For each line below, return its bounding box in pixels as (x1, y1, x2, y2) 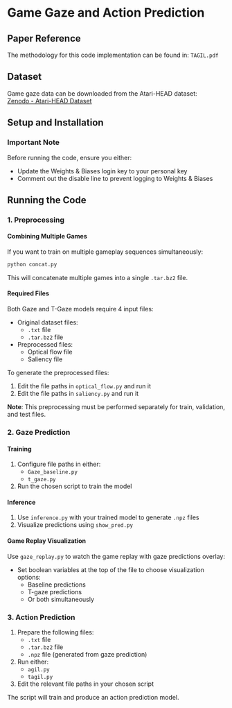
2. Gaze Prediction (7, 428, 71, 438)
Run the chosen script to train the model (17, 482, 132, 490)
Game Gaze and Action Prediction (7, 5, 205, 21)
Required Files (7, 289, 50, 297)
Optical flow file (27, 348, 73, 356)
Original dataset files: (17, 318, 78, 327)
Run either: (17, 657, 49, 666)
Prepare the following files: (17, 628, 94, 636)
